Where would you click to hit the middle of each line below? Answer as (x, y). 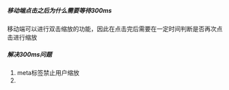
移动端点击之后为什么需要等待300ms (59, 10)
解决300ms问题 (30, 54)
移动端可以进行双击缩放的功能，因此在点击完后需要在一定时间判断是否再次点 (115, 29)
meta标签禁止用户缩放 (48, 72)
